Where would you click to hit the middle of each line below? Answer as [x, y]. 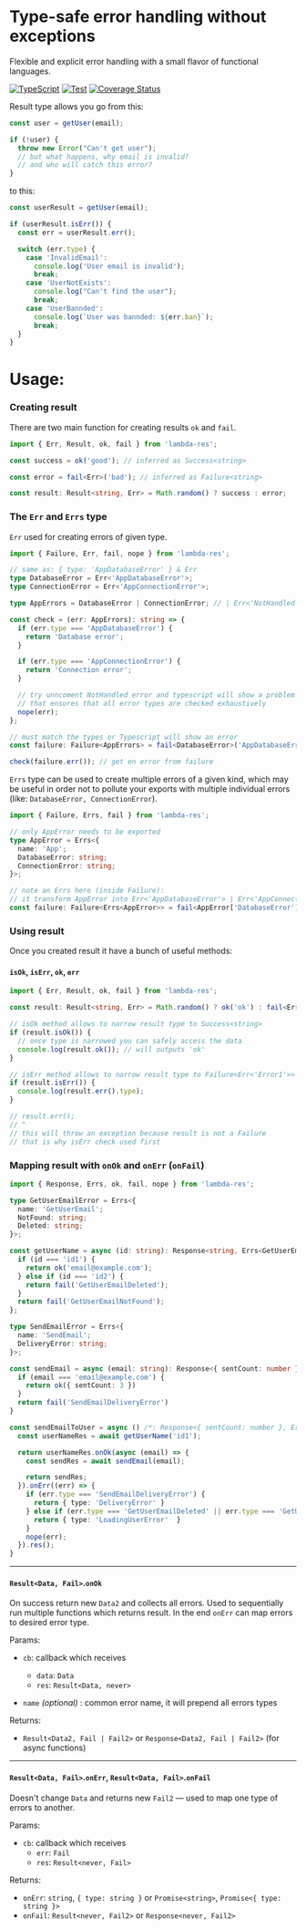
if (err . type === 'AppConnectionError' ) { [99, 662]
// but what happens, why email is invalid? [103, 157]
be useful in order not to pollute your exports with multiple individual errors [150, 789]
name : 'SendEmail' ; [55, 1335]
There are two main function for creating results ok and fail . [123, 427]
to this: [22, 191]
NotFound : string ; [53, 1218]
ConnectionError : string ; [67, 866]
